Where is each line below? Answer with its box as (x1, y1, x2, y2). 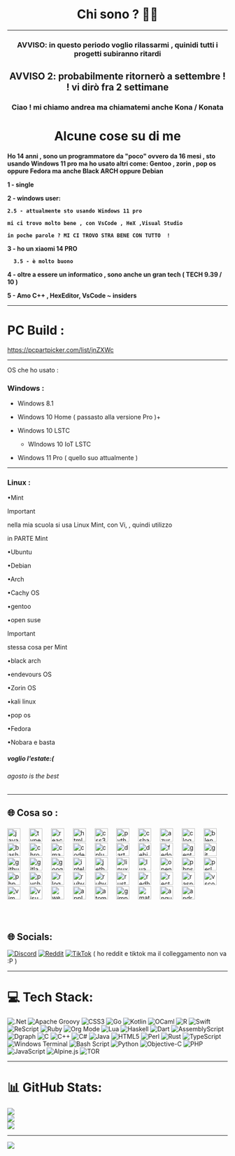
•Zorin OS (7, 684, 36, 692)
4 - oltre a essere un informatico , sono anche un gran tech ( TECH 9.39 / (7, 270, 222, 278)
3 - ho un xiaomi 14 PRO (7, 244, 78, 253)
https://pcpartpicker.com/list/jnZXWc (7, 345, 114, 354)
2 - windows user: (7, 194, 61, 202)
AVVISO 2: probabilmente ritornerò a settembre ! (9, 70, 226, 83)
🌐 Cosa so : (7, 807, 58, 819)
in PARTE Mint (7, 535, 48, 543)
